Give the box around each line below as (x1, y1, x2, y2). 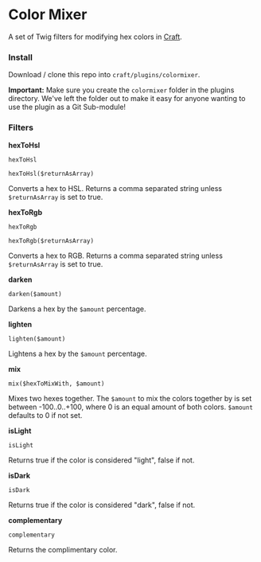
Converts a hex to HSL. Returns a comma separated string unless (8, 183, 223, 193)
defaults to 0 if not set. (8, 410, 83, 420)
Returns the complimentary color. (8, 544, 118, 554)
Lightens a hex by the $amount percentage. (8, 349, 147, 358)
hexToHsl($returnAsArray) (8, 170, 94, 178)
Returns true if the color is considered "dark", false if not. (8, 500, 196, 509)
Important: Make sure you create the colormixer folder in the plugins (8, 85, 235, 95)
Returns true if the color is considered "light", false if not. (8, 455, 195, 465)
